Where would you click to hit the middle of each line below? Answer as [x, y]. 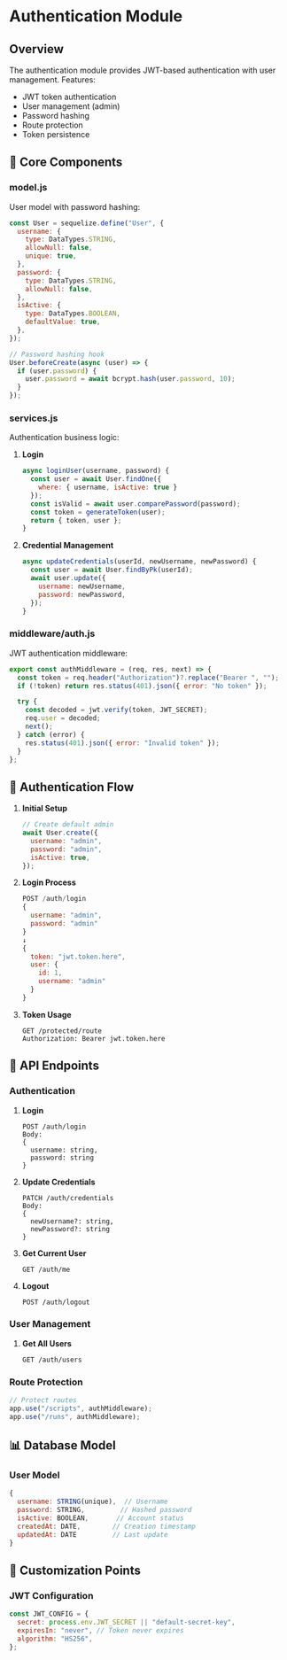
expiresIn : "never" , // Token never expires [101, 1631]
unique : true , [51, 256]
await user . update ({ [68, 578]
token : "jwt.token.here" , [78, 957]
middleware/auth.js [52, 633]
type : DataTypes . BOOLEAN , [73, 314]
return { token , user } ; [76, 520]
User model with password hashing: [75, 206]
